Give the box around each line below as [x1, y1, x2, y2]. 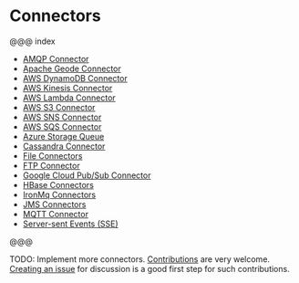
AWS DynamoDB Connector [22, 72, 128, 83]
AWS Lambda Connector [22, 92, 116, 103]
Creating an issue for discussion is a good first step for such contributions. [9, 263, 290, 274]
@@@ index [9, 36, 57, 47]
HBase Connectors [22, 179, 94, 190]
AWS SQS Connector [22, 121, 102, 132]
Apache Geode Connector [22, 63, 121, 74]
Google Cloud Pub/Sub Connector [22, 170, 151, 181]
